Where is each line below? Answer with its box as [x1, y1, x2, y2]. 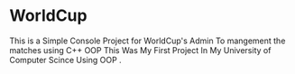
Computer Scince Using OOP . [9, 54, 122, 65]
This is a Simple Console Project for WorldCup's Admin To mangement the [9, 35, 286, 46]
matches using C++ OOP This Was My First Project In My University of [9, 44, 272, 55]
